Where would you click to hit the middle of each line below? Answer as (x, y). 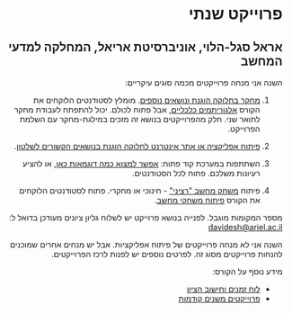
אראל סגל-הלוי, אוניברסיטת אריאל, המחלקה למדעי (145, 47)
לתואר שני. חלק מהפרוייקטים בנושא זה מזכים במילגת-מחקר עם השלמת (140, 119)
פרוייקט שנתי (235, 14)
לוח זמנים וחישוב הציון (223, 289)
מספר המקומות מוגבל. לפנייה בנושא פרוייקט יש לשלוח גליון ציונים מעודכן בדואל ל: (146, 218)
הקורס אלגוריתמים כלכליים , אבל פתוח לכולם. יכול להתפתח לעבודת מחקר (137, 110)
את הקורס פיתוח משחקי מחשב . (208, 200)
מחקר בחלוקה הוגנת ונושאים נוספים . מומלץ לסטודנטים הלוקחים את (147, 100)
